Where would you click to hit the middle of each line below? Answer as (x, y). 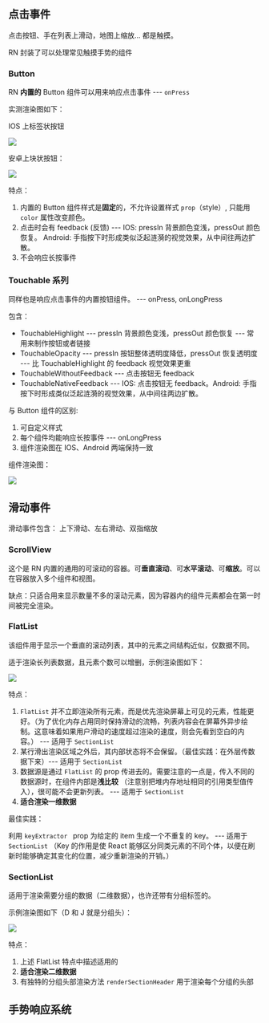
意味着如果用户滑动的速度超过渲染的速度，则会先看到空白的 (139, 731)
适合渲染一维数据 (48, 802)
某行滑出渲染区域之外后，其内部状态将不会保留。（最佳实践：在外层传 (134, 751)
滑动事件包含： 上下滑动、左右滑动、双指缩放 (83, 529)
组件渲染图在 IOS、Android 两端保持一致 (86, 448)
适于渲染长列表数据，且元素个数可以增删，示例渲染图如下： (106, 662)
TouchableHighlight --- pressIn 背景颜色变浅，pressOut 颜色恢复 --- (132, 333)
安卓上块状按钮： (36, 158)
